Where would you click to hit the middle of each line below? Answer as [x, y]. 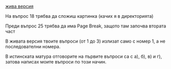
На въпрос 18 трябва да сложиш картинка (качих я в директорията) [79, 16]
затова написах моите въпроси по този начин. [56, 62]
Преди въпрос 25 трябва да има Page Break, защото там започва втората [86, 26]
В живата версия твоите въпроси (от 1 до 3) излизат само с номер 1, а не [86, 41]
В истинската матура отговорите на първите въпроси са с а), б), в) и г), [84, 56]
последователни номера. [33, 46]
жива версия [20, 6]
